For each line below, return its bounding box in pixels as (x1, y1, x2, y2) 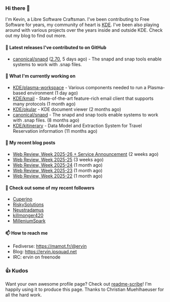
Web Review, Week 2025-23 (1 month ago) (12, 167, 103, 173)
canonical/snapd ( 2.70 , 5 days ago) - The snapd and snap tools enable (12, 56, 162, 62)
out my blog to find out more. (5, 33, 67, 39)
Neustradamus (12, 207, 44, 213)
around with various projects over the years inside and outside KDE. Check (5, 27, 163, 33)
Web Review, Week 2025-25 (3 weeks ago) (12, 156, 104, 163)
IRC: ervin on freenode (12, 254, 61, 260)
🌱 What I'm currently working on (5, 73, 76, 79)
